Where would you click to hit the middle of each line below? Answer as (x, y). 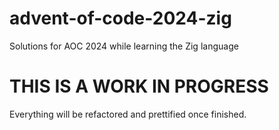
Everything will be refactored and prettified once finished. (128, 114)
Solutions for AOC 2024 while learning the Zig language (124, 46)
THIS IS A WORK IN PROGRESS (139, 86)
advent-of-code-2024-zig (120, 18)
